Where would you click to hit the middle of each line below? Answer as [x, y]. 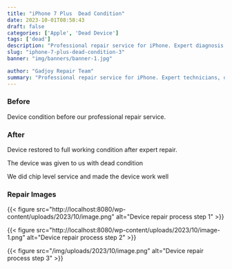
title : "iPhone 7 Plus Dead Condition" [66, 13]
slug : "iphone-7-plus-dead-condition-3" [66, 53]
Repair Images [32, 194]
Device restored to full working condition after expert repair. [92, 150]
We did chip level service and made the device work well [88, 176]
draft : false [26, 26]
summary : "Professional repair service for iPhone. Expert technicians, [114, 77]
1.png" [16, 238]
